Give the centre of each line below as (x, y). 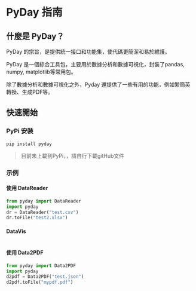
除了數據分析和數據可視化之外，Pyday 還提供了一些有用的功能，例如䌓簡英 (98, 85)
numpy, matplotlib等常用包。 (41, 72)
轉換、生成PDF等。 (30, 92)
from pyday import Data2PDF (41, 266)
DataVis (16, 231)
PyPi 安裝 (20, 131)
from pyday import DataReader (44, 201)
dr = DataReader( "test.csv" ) (42, 212)
